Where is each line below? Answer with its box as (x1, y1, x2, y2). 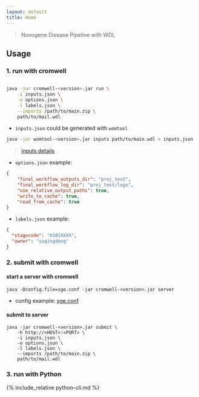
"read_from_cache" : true (17, 199, 80, 205)
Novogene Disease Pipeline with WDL (21, 31, 116, 38)
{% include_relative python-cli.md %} (6, 384, 100, 391)
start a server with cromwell (6, 273, 79, 280)
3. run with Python (6, 370, 62, 378)
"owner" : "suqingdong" (11, 238, 69, 245)
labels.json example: (15, 215, 70, 222)
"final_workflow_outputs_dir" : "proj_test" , (17, 176, 131, 182)
